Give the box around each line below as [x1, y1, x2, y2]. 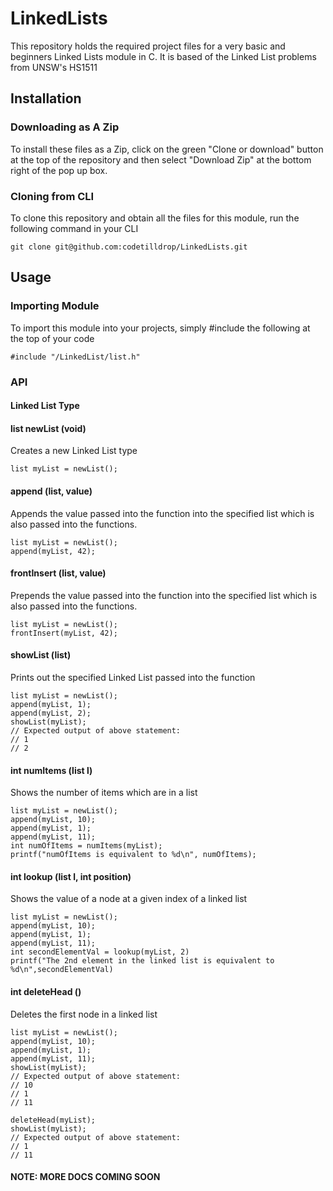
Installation [10, 90, 82, 107]
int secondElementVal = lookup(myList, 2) [10, 947, 190, 957]
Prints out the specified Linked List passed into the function [10, 671, 256, 683]
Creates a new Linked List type [10, 445, 138, 457]
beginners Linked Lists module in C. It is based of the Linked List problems [10, 50, 317, 62]
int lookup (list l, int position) [10, 870, 132, 882]
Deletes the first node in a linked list [10, 1008, 158, 1020]
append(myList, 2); [10, 708, 92, 718]
